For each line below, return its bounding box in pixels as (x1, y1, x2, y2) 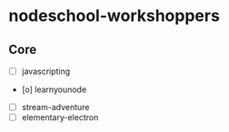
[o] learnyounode (21, 84, 87, 96)
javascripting (21, 66, 71, 76)
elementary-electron (21, 112, 99, 123)
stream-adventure (21, 102, 90, 113)
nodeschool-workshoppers (8, 5, 220, 26)
